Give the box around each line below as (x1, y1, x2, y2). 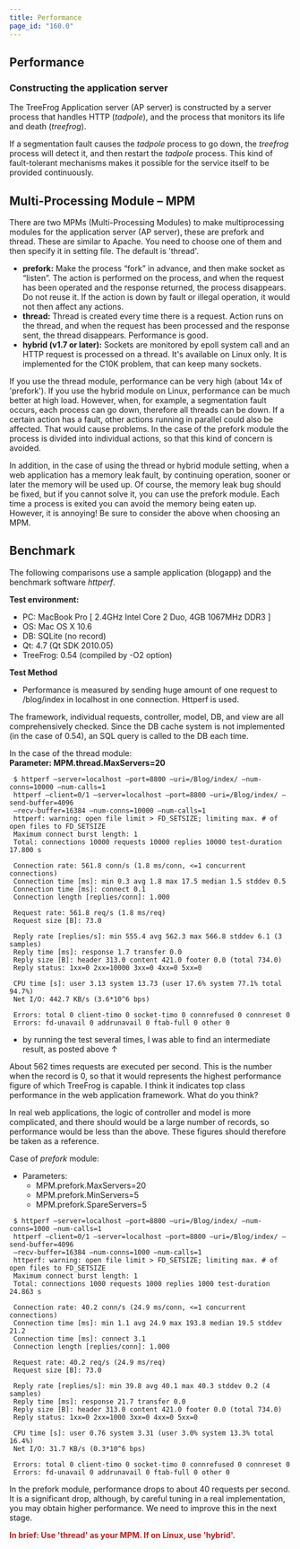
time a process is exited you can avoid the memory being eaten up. (9, 498, 257, 508)
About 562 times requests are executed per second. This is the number (9, 1061, 272, 1071)
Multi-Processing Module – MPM (9, 193, 195, 208)
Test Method (9, 666, 58, 678)
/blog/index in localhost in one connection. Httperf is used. (21, 693, 240, 705)
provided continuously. (9, 167, 94, 178)
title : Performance (9, 13, 82, 22)
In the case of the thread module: (9, 747, 133, 759)
